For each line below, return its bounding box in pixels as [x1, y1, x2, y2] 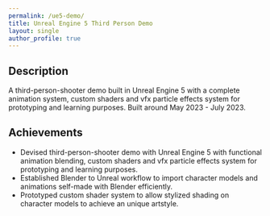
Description [8, 64, 69, 77]
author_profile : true [8, 34, 81, 43]
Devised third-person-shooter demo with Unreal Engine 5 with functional [19, 147, 262, 157]
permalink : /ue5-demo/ [8, 11, 85, 20]
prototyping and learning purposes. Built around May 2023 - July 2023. [8, 102, 246, 113]
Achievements [8, 126, 83, 139]
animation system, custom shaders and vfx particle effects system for [8, 94, 240, 104]
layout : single [8, 27, 60, 35]
